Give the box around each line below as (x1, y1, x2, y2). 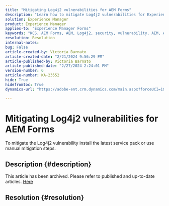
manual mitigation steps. (5, 145, 56, 151)
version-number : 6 (5, 68, 44, 73)
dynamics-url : (5, 86, 35, 92)
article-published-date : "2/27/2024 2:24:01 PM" (5, 63, 109, 68)
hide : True (5, 77, 28, 82)
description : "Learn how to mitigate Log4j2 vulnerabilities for (5, 12, 145, 17)
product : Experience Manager (5, 21, 66, 27)
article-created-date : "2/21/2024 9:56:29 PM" (5, 54, 105, 59)
